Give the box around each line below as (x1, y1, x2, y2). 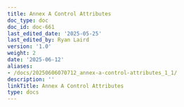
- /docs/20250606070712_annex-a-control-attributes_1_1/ (7, 69, 178, 76)
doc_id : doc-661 (7, 23, 55, 30)
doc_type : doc (7, 17, 49, 24)
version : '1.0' (7, 43, 52, 50)
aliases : (7, 63, 33, 70)
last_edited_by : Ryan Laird (7, 37, 90, 44)
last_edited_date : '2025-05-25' (7, 30, 102, 37)
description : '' (7, 75, 55, 83)
